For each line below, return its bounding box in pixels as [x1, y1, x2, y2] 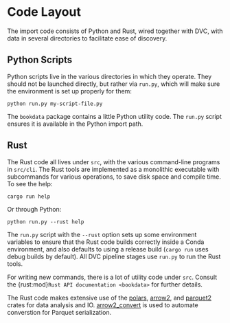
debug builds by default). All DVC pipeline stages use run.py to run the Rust [7, 252, 221, 260]
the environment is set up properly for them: [7, 87, 133, 95]
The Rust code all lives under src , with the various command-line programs [7, 157, 220, 166]
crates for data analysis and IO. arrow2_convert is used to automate [7, 300, 198, 309]
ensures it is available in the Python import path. [7, 120, 143, 128]
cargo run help [7, 193, 51, 200]
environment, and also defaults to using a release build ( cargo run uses [7, 245, 209, 253]
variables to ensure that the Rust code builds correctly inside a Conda [7, 238, 205, 246]
